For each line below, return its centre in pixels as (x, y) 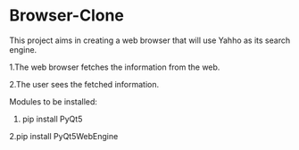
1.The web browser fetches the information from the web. (115, 67)
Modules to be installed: (54, 101)
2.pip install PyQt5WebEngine (64, 136)
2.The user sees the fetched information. (84, 84)
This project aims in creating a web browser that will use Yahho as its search (150, 40)
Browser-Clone (67, 16)
